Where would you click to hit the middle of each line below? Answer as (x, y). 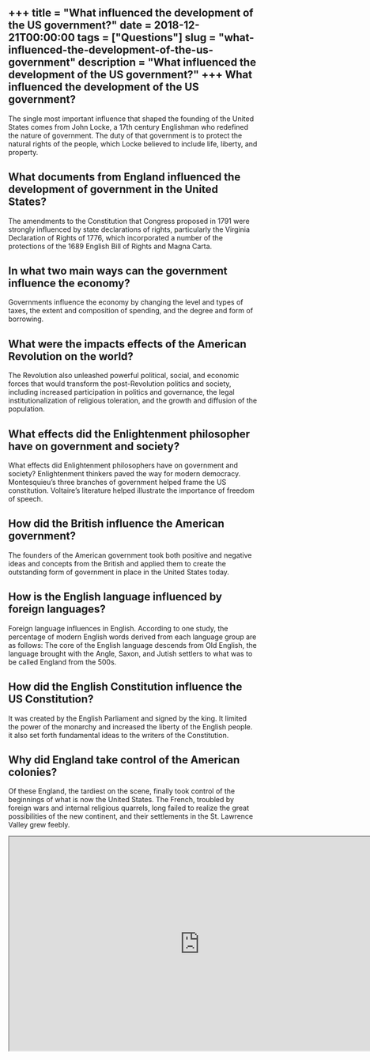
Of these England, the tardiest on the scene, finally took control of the (122, 791)
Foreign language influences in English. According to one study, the (118, 628)
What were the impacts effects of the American (127, 344)
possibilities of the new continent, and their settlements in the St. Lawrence (131, 816)
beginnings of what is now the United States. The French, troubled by (121, 800)
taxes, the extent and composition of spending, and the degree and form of (131, 311)
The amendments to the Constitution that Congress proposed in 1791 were (129, 221)
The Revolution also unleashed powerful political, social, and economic (124, 376)
